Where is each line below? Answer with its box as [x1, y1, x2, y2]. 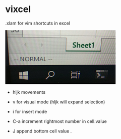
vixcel [5, 4, 31, 15]
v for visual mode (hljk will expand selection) [12, 99, 105, 105]
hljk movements [12, 89, 46, 95]
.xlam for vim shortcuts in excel [5, 20, 71, 26]
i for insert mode [12, 108, 47, 114]
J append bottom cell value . [12, 128, 72, 134]
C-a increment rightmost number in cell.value [12, 118, 107, 124]
